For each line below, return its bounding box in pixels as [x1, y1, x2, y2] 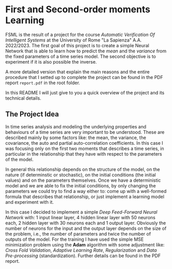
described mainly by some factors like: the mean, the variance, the [5, 134, 146, 141]
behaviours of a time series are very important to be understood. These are [5, 129, 165, 135]
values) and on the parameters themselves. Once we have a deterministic [5, 177, 161, 183]
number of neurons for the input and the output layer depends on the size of [5, 225, 167, 232]
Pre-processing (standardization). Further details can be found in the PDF [5, 253, 161, 259]
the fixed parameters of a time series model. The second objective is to [5, 53, 156, 60]
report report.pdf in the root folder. [5, 80, 81, 86]
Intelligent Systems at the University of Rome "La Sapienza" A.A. [5, 37, 142, 43]
